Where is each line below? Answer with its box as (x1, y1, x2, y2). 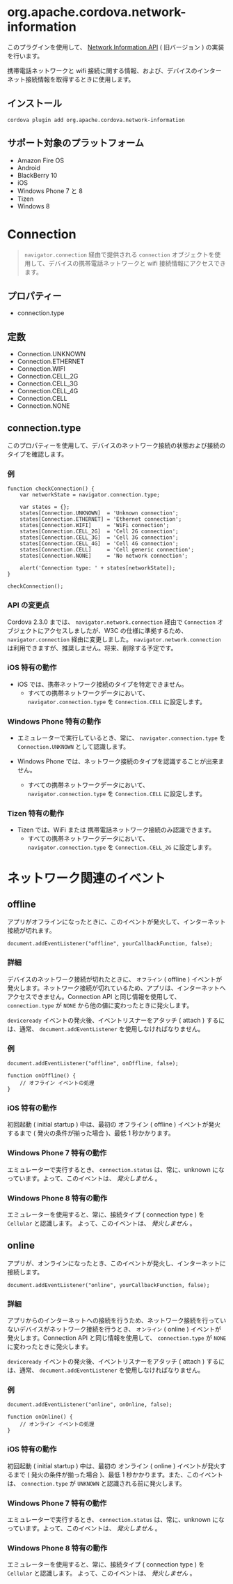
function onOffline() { (7, 1072, 77, 1079)
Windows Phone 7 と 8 (17, 186, 83, 195)
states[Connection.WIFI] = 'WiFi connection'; (19, 522, 170, 529)
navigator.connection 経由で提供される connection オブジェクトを (24, 250, 215, 259)
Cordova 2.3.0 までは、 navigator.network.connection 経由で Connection (7, 618, 216, 626)
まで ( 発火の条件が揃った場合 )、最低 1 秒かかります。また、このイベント (13, 1470, 224, 1479)
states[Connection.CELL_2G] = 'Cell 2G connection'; (19, 528, 179, 535)
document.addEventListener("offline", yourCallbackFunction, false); (7, 940, 214, 947)
